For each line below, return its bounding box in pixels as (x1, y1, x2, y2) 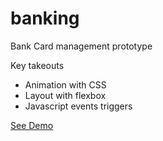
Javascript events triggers (24, 100, 133, 112)
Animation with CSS (24, 78, 107, 91)
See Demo (10, 119, 54, 131)
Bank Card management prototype (10, 40, 153, 52)
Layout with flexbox (24, 89, 107, 101)
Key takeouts (10, 59, 65, 71)
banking (10, 7, 80, 30)
